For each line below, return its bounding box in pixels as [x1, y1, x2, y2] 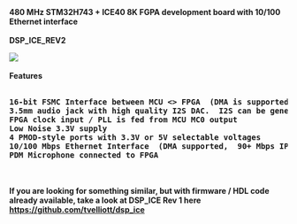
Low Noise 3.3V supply [9, 124, 108, 134]
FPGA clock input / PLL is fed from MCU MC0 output [9, 115, 239, 125]
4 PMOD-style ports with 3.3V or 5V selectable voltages [9, 133, 262, 143]
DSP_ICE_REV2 [9, 35, 66, 45]
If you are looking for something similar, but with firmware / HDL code [9, 186, 270, 196]
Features [9, 71, 42, 81]
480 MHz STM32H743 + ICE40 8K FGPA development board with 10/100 [9, 7, 281, 17]
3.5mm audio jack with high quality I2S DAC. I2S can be [9, 106, 266, 116]
